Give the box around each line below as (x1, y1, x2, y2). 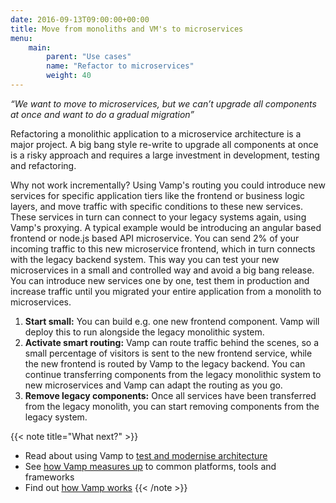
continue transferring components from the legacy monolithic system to (24, 368, 322, 380)
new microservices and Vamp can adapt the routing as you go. (24, 379, 283, 391)
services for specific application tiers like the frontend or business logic (10, 189, 305, 201)
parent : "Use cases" (46, 52, 132, 62)
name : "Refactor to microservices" (46, 61, 195, 71)
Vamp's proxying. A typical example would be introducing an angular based (10, 221, 322, 233)
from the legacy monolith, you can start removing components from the (24, 400, 320, 412)
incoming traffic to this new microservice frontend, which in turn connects (10, 242, 316, 255)
